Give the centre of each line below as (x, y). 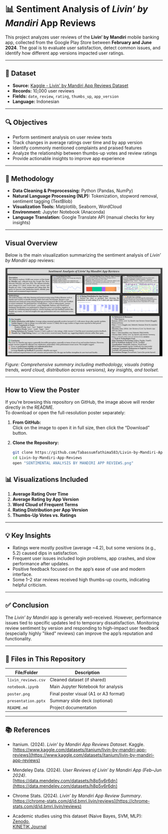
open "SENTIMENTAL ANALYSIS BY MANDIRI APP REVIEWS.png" (73, 463)
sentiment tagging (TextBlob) (42, 201)
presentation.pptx (26, 701)
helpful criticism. (29, 585)
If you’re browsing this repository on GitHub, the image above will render (80, 402)
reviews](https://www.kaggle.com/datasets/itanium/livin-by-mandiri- (83, 755)
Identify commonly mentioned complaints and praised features (77, 148)
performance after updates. (41, 563)
